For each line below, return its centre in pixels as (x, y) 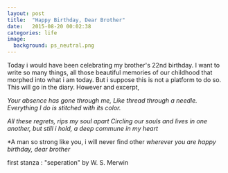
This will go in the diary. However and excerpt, (73, 87)
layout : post (26, 13)
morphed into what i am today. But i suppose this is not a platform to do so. (114, 80)
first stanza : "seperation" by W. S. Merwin (68, 162)
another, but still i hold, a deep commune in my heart (82, 129)
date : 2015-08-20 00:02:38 (49, 26)
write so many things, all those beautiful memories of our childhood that (110, 72)
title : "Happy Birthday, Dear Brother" (67, 20)
